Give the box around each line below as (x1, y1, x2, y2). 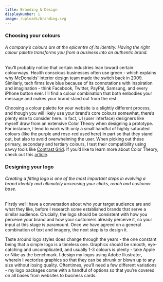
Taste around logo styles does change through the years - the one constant (5, 236, 157, 242)
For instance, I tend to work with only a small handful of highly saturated (5, 125, 150, 131)
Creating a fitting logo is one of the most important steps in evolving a (5, 176, 146, 181)
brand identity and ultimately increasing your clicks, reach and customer (5, 181, 151, 187)
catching (5, 247, 23, 252)
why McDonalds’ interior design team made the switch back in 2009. (5, 75, 143, 81)
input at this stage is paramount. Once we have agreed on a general (5, 222, 141, 228)
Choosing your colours (5, 32, 60, 39)
